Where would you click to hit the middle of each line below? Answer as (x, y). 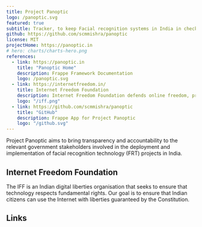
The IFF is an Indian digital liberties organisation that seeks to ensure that (97, 186)
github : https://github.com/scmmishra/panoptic (67, 34)
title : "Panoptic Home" (47, 68)
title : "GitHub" (38, 112)
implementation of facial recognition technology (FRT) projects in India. (94, 153)
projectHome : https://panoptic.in (50, 46)
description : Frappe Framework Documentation (75, 73)
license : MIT (23, 40)
